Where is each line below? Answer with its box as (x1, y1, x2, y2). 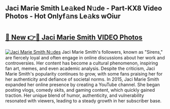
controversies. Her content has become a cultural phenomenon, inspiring (5, 60, 158, 66)
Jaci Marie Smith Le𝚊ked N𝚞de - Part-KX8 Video (5, 4, 162, 13)
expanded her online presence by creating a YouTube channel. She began (5, 82, 160, 88)
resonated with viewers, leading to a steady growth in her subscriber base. (5, 98, 162, 103)
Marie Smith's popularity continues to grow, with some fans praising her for (5, 71, 163, 77)
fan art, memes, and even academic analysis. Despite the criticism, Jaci (5, 65, 155, 71)
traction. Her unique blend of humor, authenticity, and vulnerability (5, 92, 145, 98)
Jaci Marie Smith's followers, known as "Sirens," (61, 49, 163, 55)
